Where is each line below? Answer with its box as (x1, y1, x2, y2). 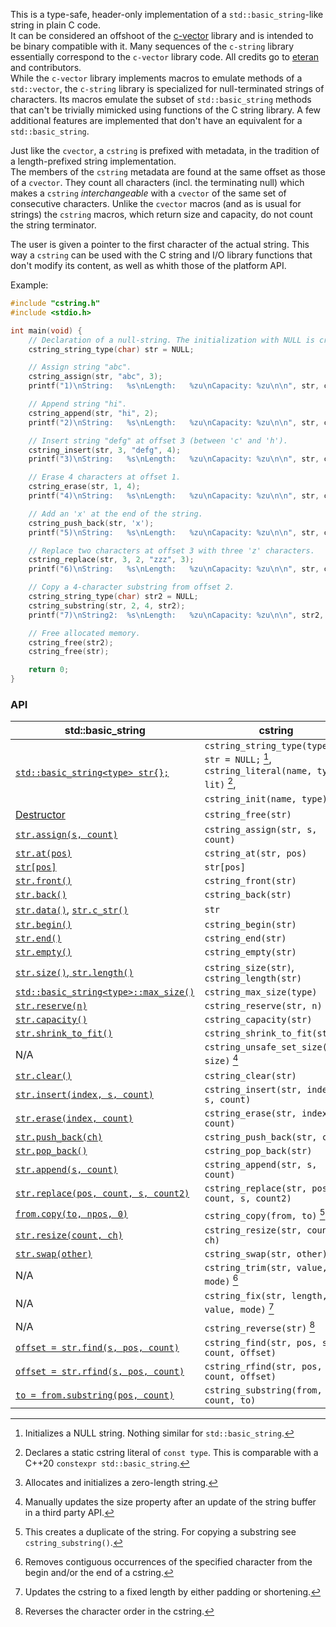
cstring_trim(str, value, (204, 1262, 328, 1273)
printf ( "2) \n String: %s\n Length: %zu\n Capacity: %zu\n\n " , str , (28, 417, 320, 428)
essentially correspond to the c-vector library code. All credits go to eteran (10, 51, 320, 63)
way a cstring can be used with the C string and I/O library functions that (10, 249, 313, 261)
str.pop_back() (15, 1145, 88, 1156)
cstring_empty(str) (204, 947, 297, 958)
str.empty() (15, 947, 73, 958)
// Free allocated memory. (28, 628, 141, 638)
